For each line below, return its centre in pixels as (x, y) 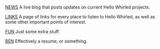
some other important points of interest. (46, 22)
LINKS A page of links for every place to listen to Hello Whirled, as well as (80, 17)
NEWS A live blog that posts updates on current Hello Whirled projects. (78, 7)
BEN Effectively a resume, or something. (46, 41)
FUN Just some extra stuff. (33, 31)
